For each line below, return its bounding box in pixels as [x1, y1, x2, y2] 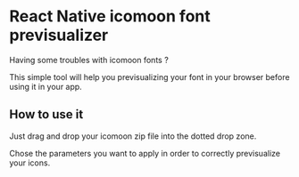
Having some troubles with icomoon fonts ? [9, 54, 170, 65]
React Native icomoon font [9, 6, 212, 27]
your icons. [9, 157, 51, 168]
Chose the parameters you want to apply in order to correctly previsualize [9, 148, 281, 158]
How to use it [9, 107, 84, 122]
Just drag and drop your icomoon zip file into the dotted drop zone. [9, 131, 257, 141]
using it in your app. [9, 81, 82, 92]
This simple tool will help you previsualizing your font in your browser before [9, 71, 290, 82]
